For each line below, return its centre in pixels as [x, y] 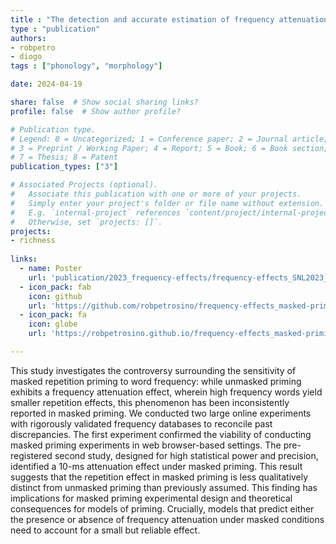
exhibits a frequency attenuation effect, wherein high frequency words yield [166, 392]
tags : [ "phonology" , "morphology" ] [86, 66]
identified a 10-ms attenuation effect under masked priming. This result [156, 466]
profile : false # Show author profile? [96, 111]
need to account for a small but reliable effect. [105, 530]
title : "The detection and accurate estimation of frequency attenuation [169, 19]
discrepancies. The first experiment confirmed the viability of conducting [161, 434]
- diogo [26, 57]
